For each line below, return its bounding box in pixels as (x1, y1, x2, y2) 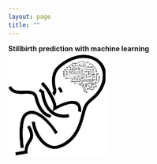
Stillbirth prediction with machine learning (8, 43, 150, 53)
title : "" (8, 20, 41, 29)
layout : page (8, 13, 51, 20)
